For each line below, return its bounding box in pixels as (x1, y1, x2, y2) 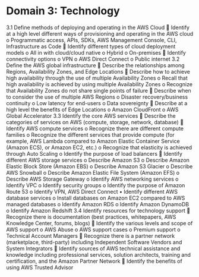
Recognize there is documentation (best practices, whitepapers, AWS (6, 213, 176, 221)
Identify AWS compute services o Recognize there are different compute (6, 125, 184, 132)
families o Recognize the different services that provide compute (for (6, 131, 175, 138)
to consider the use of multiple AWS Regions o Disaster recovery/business (6, 93, 188, 100)
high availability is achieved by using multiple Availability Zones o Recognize (6, 80, 193, 87)
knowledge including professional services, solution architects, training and (6, 251, 191, 258)
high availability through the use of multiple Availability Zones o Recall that (6, 74, 188, 81)
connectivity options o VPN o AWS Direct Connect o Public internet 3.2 (6, 55, 180, 62)
